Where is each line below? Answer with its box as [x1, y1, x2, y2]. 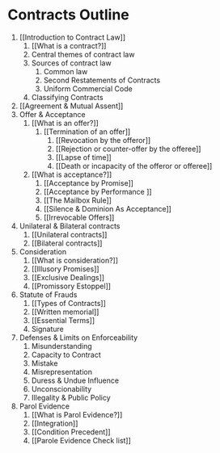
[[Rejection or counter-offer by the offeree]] [55, 144, 201, 153]
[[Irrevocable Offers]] [43, 212, 115, 222]
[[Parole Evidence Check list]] [31, 435, 131, 445]
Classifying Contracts [31, 92, 104, 102]
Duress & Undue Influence [31, 375, 119, 385]
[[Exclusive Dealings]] [31, 272, 105, 282]
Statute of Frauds [19, 289, 78, 300]
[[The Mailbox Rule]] [43, 195, 112, 205]
